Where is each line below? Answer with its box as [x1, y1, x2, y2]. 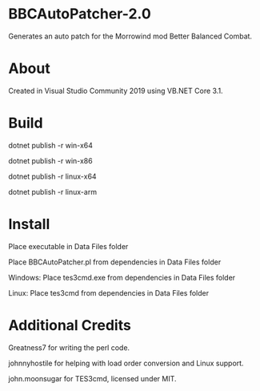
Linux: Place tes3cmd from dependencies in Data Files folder [8, 288, 210, 297]
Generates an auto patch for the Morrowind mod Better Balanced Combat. [8, 31, 253, 41]
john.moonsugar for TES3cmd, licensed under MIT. [8, 373, 178, 383]
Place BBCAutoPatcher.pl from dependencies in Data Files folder [8, 257, 222, 267]
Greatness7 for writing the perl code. [8, 342, 130, 353]
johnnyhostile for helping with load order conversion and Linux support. [8, 358, 244, 368]
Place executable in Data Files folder [8, 241, 129, 251]
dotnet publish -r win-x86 [8, 155, 94, 165]
